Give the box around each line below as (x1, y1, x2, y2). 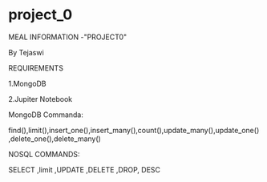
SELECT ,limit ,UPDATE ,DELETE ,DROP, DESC (8, 164, 161, 174)
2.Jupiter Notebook (8, 94, 73, 103)
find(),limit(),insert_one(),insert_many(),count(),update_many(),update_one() (8, 125, 260, 135)
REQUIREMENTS (8, 63, 64, 73)
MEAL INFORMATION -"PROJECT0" (8, 32, 127, 42)
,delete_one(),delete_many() (8, 134, 102, 144)
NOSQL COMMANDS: (8, 149, 80, 159)
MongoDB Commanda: (8, 110, 84, 119)
